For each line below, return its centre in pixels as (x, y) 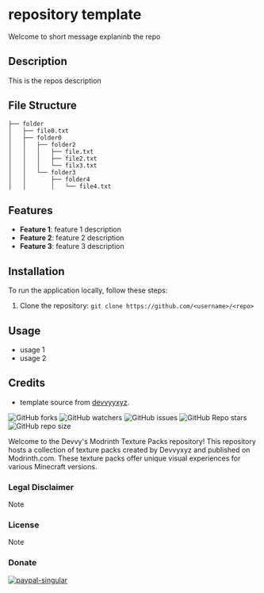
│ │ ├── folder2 (42, 144)
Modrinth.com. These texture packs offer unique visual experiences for (124, 458)
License (24, 525)
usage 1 (32, 350)
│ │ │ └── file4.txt (60, 186)
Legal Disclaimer (41, 487)
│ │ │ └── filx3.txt (53, 165)
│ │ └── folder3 (42, 172)
